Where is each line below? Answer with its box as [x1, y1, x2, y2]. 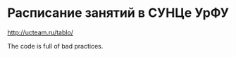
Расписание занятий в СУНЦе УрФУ [7, 5, 229, 21]
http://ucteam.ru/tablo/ [7, 28, 74, 37]
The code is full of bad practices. [7, 42, 104, 50]
